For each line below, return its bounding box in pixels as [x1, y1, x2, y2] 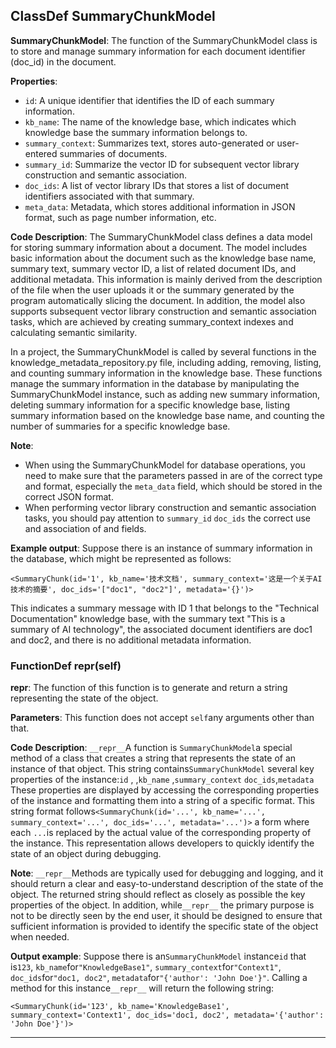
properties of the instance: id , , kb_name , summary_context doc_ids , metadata [10, 774, 315, 786]
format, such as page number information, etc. [24, 211, 217, 223]
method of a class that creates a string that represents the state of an [10, 752, 297, 764]
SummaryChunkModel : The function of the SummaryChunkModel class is [10, 34, 318, 46]
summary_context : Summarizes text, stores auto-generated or [24, 137, 275, 149]
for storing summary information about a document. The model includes [10, 241, 308, 253]
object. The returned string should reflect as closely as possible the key [10, 889, 306, 901]
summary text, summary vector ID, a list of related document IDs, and [10, 262, 297, 274]
